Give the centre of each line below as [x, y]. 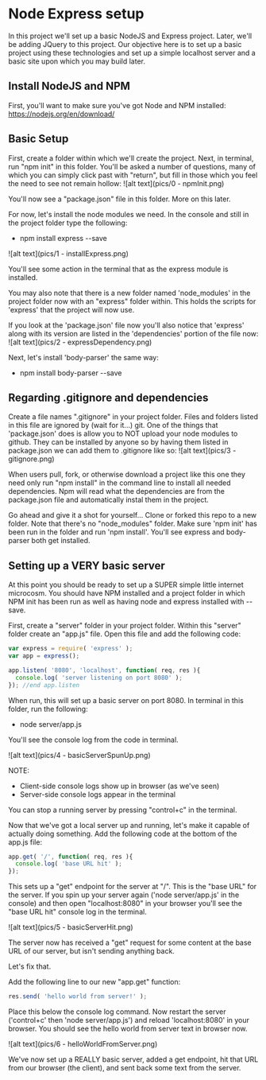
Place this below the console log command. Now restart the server [117, 1012]
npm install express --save [63, 238]
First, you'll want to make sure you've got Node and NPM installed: [117, 105]
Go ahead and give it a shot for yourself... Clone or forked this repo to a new [133, 515]
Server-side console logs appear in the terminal [98, 794]
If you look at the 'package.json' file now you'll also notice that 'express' [126, 325]
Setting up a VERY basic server [87, 565]
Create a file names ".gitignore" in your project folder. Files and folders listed [133, 417]
